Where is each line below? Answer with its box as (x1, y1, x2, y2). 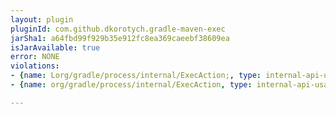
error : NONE (10, 52, 60, 62)
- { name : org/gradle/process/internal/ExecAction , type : (10, 80, 253, 90)
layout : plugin (10, 14, 74, 25)
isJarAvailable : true (10, 42, 101, 53)
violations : (10, 61, 60, 71)
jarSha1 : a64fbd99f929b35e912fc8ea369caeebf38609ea (10, 33, 230, 43)
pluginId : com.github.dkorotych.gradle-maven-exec (10, 24, 226, 34)
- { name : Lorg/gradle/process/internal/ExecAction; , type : (10, 71, 262, 81)
